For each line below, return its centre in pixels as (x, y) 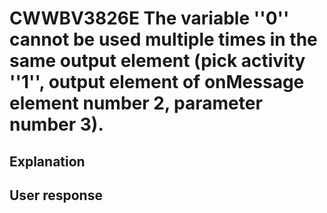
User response (56, 195)
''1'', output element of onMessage (157, 82)
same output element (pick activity (157, 61)
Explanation (47, 161)
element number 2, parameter (136, 103)
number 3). (56, 124)
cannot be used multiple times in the (163, 39)
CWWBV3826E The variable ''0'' (149, 18)
